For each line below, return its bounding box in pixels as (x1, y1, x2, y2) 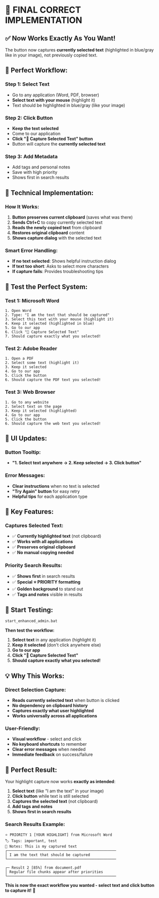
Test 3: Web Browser (5, 389, 55, 396)
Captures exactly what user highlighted (12, 708, 94, 714)
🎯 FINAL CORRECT (5, 4, 81, 16)
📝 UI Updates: (5, 434, 47, 442)
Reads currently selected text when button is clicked (12, 697, 120, 703)
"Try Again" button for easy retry (12, 488, 80, 494)
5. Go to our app (5, 325, 40, 330)
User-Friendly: (5, 725, 40, 732)
